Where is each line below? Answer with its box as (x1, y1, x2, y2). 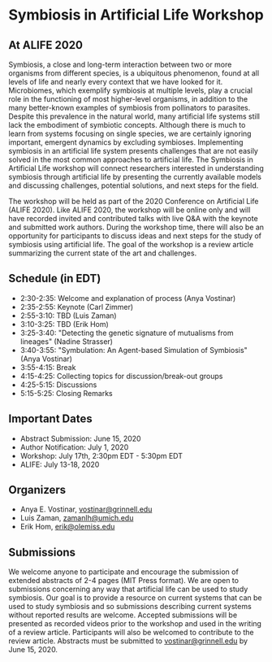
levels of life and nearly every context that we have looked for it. (8, 77, 223, 86)
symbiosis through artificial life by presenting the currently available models (8, 172, 262, 181)
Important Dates (8, 412, 93, 426)
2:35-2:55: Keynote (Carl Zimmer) (19, 302, 134, 311)
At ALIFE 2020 (8, 38, 84, 52)
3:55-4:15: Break (19, 362, 76, 372)
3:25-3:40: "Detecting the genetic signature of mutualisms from (19, 328, 234, 338)
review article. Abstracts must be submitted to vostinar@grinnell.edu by (8, 636, 248, 646)
